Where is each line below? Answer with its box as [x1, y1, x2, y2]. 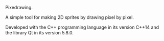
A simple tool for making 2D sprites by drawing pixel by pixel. [5, 14, 134, 20]
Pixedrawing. [5, 5, 33, 10]
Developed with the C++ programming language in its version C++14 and [5, 24, 159, 30]
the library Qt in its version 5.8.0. [5, 30, 74, 35]
